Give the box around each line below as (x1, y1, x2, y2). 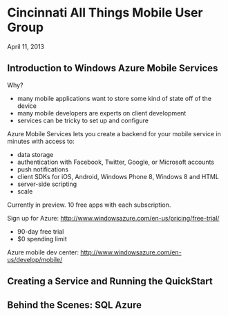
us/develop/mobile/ (7, 255, 63, 263)
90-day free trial (17, 227, 64, 236)
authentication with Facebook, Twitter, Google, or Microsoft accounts (17, 158, 214, 166)
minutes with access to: (7, 137, 75, 145)
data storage (17, 150, 54, 158)
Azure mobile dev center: (7, 248, 79, 257)
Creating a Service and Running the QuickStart (7, 275, 213, 288)
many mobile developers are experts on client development (17, 109, 187, 117)
